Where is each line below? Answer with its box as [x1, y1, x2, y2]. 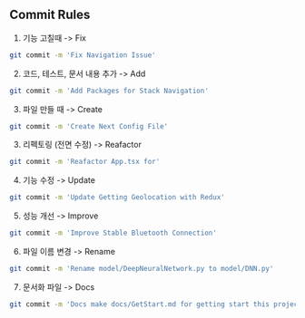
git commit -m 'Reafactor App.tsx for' [9, 158, 161, 167]
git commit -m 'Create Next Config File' [9, 121, 169, 130]
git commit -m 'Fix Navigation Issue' [9, 50, 156, 60]
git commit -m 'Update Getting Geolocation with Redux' [9, 193, 225, 202]
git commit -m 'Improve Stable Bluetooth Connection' [9, 228, 218, 238]
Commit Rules [9, 7, 91, 23]
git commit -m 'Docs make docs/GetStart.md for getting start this [9, 299, 271, 309]
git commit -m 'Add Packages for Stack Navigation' [9, 86, 209, 95]
